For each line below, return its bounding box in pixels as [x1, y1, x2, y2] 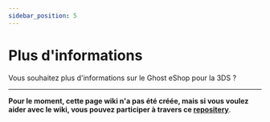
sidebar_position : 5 [8, 11, 78, 20]
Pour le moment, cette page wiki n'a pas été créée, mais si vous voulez [8, 96, 249, 105]
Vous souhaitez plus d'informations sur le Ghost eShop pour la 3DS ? [8, 73, 237, 83]
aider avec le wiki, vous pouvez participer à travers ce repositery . [8, 104, 231, 114]
